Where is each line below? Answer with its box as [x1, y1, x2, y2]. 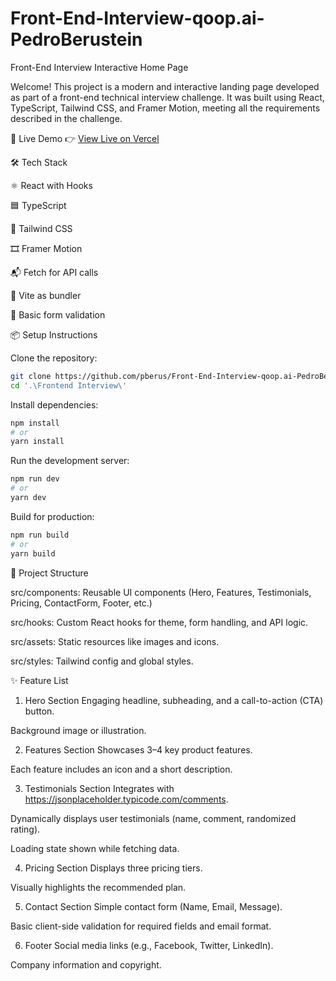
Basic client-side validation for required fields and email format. [10, 920, 272, 932]
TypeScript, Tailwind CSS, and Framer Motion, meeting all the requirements [10, 102, 321, 114]
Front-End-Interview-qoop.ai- [10, 7, 265, 30]
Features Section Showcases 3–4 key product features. [24, 743, 253, 756]
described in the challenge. [10, 112, 123, 124]
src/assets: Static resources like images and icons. [10, 635, 220, 647]
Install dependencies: [10, 398, 99, 411]
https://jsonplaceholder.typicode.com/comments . [24, 793, 229, 805]
